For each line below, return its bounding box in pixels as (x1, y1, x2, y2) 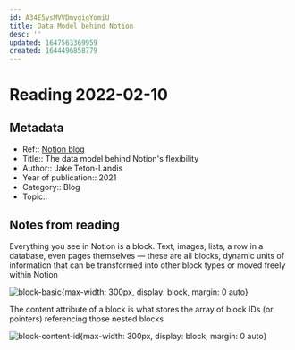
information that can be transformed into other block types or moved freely (9, 260, 286, 271)
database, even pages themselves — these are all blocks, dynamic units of (9, 250, 284, 261)
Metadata (9, 120, 64, 135)
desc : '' (9, 29, 42, 38)
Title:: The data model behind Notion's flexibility (21, 154, 199, 164)
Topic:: (21, 191, 48, 202)
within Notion (9, 269, 58, 279)
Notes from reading (9, 217, 121, 232)
